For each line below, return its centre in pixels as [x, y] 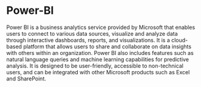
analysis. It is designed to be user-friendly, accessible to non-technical [95, 66]
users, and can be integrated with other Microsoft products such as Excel [98, 72]
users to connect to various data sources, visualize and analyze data [92, 33]
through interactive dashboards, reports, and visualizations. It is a [88, 40]
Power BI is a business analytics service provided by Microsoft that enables [101, 27]
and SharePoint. [26, 79]
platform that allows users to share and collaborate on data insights [107, 47]
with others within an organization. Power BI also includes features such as [100, 53]
